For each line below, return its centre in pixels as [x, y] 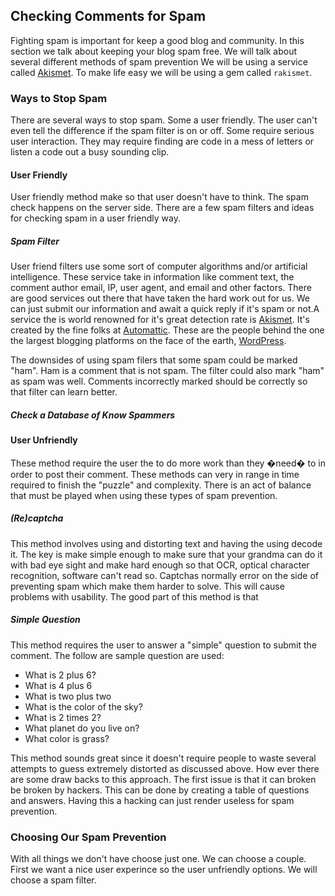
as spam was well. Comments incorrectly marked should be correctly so [159, 381]
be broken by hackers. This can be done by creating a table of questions [160, 790]
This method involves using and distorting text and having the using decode [166, 543]
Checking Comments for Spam [108, 16]
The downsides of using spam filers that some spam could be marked [154, 360]
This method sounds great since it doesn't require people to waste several [163, 758]
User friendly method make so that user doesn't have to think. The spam [159, 197]
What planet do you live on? [82, 728]
